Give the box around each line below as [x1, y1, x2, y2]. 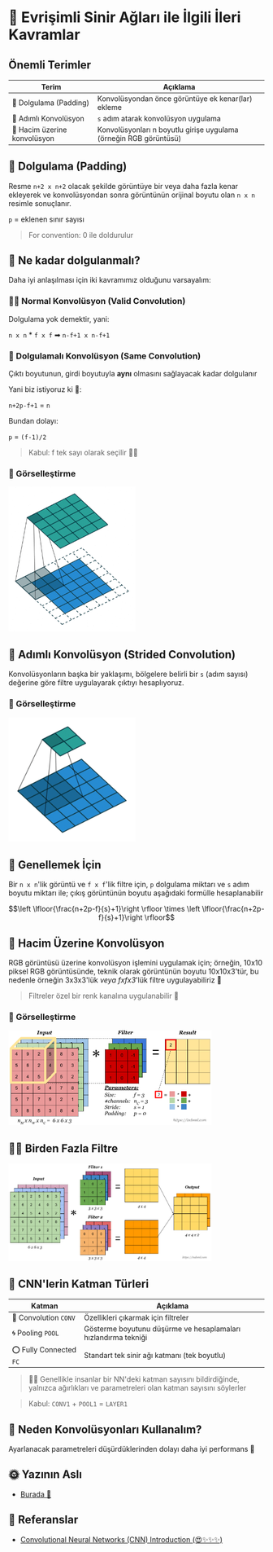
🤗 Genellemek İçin [8, 858, 102, 872]
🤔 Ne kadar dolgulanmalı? [8, 253, 141, 267]
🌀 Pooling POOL [11, 1328, 59, 1338]
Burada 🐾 [19, 1489, 51, 1499]
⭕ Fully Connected [11, 1344, 77, 1354]
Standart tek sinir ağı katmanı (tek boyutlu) [84, 1350, 226, 1360]
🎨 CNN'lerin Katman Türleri [8, 1277, 149, 1290]
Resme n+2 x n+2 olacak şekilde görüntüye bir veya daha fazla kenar [8, 181, 238, 191]
